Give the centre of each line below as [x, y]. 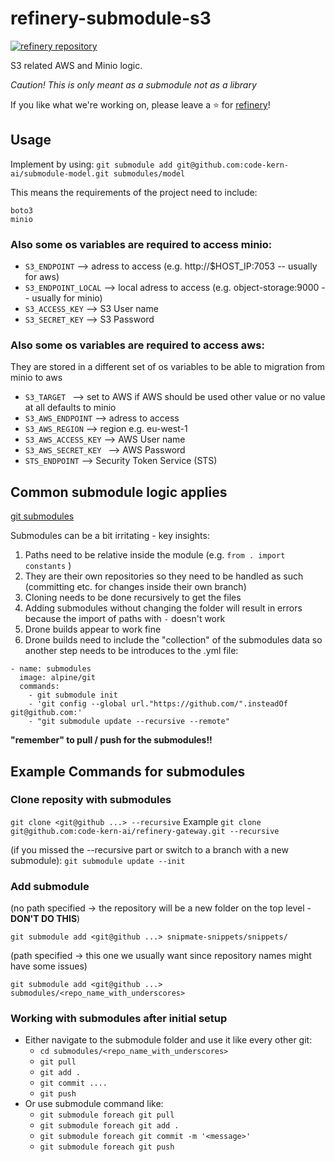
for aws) [42, 277]
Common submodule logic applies [119, 492]
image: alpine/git [58, 678]
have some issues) [49, 966]
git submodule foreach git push [107, 1147]
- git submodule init [73, 695]
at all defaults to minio [70, 408]
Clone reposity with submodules [91, 800]
